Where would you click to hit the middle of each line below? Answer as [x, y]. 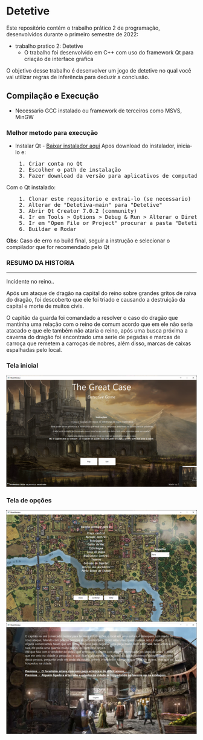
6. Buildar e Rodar [48, 229]
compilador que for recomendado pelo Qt [58, 247]
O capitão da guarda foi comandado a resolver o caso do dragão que [92, 318]
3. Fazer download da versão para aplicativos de [94, 176]
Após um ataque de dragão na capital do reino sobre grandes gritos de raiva [101, 293]
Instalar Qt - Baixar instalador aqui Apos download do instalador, [95, 146]
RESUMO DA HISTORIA [40, 262]
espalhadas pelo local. [34, 350]
